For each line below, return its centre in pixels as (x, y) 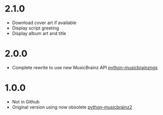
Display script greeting (35, 28)
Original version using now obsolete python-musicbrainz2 (72, 107)
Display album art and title (39, 33)
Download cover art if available (44, 23)
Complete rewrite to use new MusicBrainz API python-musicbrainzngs (85, 67)
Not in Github (26, 101)
